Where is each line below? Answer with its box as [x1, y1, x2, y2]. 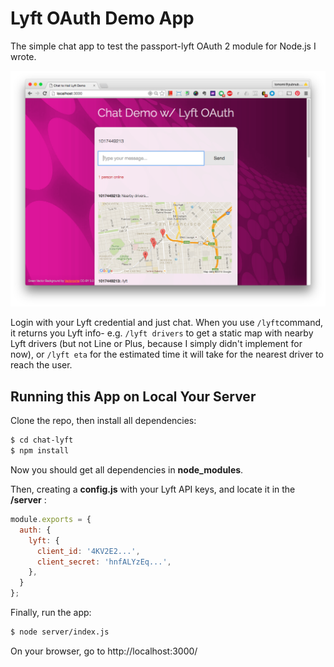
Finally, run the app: [10, 607, 92, 618]
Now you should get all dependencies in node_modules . [10, 464, 244, 476]
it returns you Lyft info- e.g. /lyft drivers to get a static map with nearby [10, 327, 314, 339]
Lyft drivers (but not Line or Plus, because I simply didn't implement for [10, 338, 303, 350]
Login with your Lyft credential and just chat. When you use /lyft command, [10, 317, 324, 329]
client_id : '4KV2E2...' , [36, 546, 141, 556]
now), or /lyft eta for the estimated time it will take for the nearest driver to [10, 348, 324, 361]
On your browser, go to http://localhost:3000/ [10, 645, 198, 657]
